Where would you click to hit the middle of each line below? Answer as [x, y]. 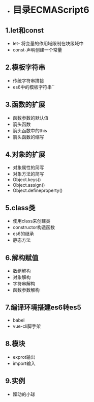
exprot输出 [24, 357]
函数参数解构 [26, 290]
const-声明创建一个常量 [37, 50]
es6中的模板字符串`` [34, 87]
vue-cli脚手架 [27, 326]
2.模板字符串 [25, 67]
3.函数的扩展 [25, 105]
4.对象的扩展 [25, 154]
